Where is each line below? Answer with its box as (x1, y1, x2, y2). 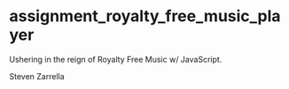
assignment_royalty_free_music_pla (9, 6, 281, 26)
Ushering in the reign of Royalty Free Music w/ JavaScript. (9, 54, 223, 64)
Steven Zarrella (9, 70, 65, 81)
